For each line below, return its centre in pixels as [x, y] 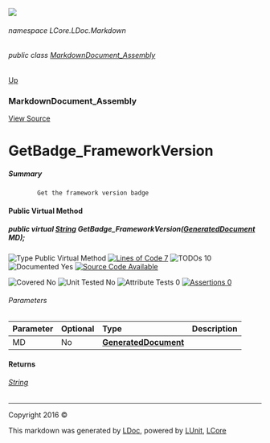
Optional [78, 329]
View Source [29, 119]
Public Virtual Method [45, 211]
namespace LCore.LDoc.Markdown [67, 30]
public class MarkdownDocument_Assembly [82, 55]
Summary [25, 174]
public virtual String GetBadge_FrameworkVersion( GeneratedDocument [132, 229]
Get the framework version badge [93, 193]
